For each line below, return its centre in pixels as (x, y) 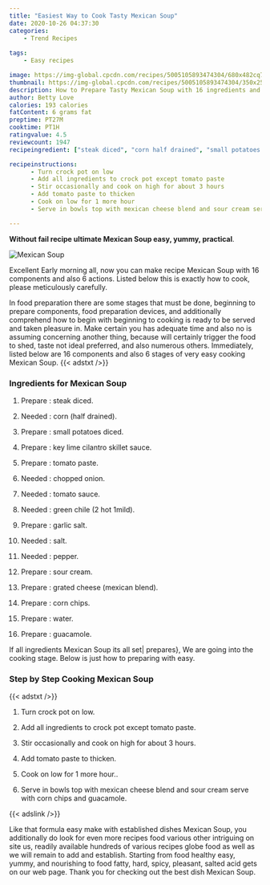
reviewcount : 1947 (40, 142)
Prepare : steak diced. (57, 400)
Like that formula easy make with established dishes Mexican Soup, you (128, 830)
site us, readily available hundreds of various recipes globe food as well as (132, 846)
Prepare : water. (47, 618)
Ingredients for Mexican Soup (68, 383)
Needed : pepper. (50, 556)
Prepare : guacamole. (56, 634)
